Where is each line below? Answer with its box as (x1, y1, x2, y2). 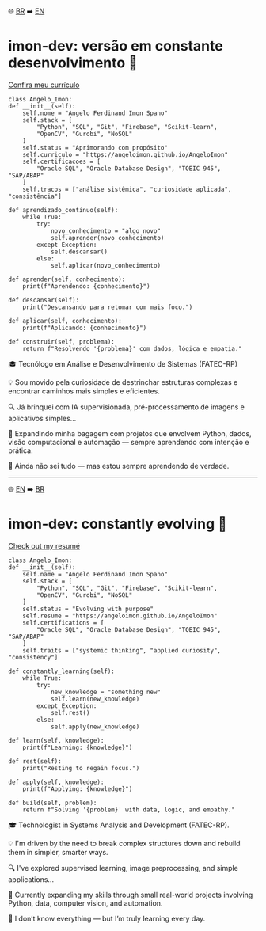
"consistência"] (8, 192, 62, 200)
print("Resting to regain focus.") (22, 764, 140, 772)
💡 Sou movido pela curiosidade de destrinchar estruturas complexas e (8, 377, 238, 386)
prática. (8, 446, 33, 455)
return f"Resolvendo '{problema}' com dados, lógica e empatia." (22, 344, 243, 352)
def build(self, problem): (8, 799, 97, 807)
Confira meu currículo (8, 80, 80, 89)
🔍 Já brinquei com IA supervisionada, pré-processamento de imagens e (8, 402, 245, 412)
